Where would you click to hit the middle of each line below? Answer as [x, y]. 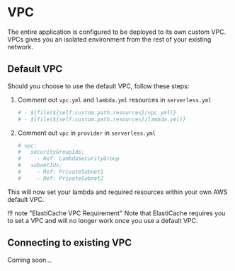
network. [21, 47]
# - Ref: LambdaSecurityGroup [68, 159]
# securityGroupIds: [51, 152]
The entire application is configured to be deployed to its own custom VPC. [117, 32]
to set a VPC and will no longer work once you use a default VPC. [103, 220]
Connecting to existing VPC [70, 243]
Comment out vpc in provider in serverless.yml [87, 133]
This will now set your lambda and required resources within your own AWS [117, 192]
